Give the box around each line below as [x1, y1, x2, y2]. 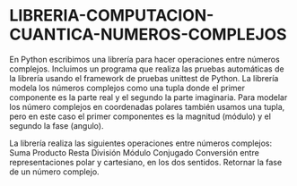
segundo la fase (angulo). [9, 120, 104, 131]
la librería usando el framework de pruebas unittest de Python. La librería [9, 72, 279, 83]
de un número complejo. [9, 166, 100, 177]
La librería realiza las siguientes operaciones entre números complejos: [9, 138, 273, 148]
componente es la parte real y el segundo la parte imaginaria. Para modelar [9, 91, 288, 103]
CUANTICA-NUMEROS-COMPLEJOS [9, 24, 287, 45]
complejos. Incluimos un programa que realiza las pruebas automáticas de [9, 63, 284, 74]
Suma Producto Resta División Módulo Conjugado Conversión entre [9, 147, 260, 157]
